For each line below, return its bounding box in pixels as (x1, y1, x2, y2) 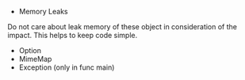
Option (18, 46, 41, 55)
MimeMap (18, 55, 52, 63)
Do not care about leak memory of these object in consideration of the (7, 22, 238, 31)
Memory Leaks (18, 7, 68, 16)
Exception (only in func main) (18, 63, 115, 72)
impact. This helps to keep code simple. (7, 31, 138, 40)
